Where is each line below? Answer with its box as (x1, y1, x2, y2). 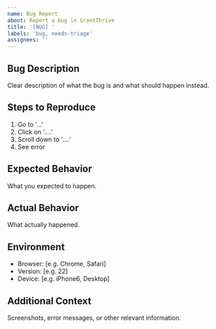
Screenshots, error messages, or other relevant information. (7, 314, 182, 322)
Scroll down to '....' (17, 135, 72, 143)
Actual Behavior (7, 202, 80, 214)
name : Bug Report (7, 10, 58, 18)
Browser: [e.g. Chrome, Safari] (17, 259, 106, 268)
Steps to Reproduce (7, 101, 96, 113)
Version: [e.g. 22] (17, 267, 68, 276)
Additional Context (7, 295, 91, 307)
